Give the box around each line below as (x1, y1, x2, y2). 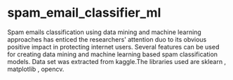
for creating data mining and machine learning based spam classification (7, 50, 218, 58)
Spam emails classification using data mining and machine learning (7, 28, 201, 36)
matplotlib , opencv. (7, 65, 65, 73)
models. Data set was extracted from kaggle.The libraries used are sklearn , (7, 57, 227, 65)
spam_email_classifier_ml (7, 5, 161, 21)
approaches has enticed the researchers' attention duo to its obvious (7, 35, 207, 43)
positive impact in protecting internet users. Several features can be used (7, 42, 220, 51)
